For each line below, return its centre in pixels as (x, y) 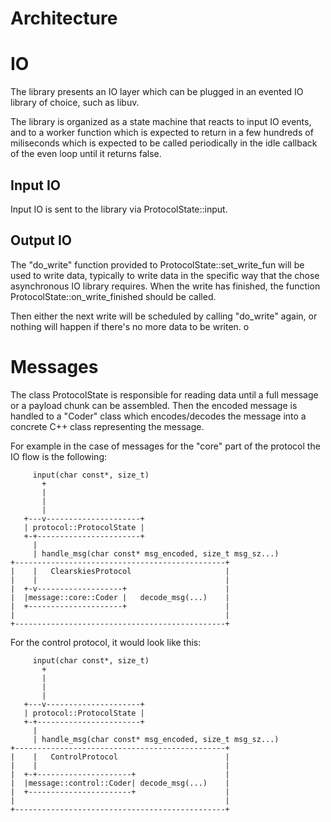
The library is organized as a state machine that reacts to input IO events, (161, 122)
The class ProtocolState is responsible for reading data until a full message (164, 394)
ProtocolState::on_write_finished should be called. (113, 296)
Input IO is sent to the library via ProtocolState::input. (119, 209)
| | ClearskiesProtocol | (120, 571)
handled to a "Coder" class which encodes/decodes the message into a (158, 416)
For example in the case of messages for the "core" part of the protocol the (165, 446)
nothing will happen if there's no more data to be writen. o (130, 326)
